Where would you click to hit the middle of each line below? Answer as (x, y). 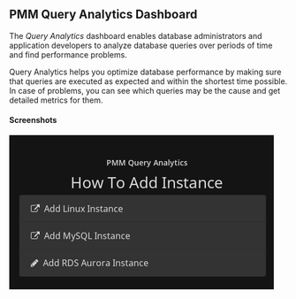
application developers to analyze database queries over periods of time (141, 45)
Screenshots (33, 120)
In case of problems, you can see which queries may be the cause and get (145, 90)
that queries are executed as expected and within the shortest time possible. (148, 81)
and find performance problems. (68, 54)
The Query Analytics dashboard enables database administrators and (136, 35)
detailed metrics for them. (56, 100)
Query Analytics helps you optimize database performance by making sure (145, 72)
